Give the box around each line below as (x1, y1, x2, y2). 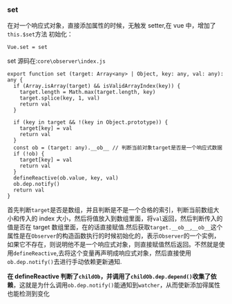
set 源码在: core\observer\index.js (7, 57, 106, 65)
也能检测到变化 (7, 289, 50, 298)
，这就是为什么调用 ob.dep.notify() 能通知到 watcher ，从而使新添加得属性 (13, 281, 221, 289)
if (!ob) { (13, 151, 45, 158)
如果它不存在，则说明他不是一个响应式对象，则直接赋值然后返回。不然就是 (7, 240, 219, 249)
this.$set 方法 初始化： (7, 30, 74, 39)
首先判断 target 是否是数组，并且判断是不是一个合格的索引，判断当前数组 (7, 206, 213, 214)
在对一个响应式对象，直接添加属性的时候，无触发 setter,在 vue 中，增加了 (7, 21, 216, 30)
